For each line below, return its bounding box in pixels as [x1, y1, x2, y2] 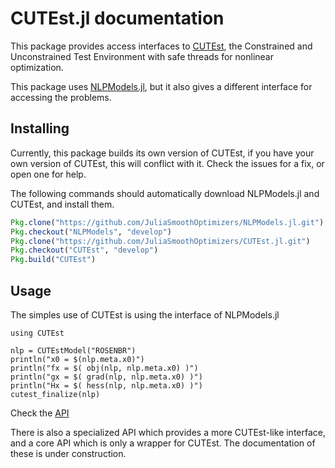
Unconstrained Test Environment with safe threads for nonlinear [10, 50, 274, 62]
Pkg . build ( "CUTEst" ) [10, 255, 97, 265]
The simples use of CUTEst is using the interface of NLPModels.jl [10, 308, 280, 321]
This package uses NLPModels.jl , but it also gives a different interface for [10, 80, 313, 92]
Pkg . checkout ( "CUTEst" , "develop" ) [10, 245, 159, 256]
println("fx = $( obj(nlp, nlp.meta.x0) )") [10, 363, 199, 373]
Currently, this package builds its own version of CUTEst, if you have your [10, 147, 315, 159]
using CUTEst [10, 328, 65, 338]
